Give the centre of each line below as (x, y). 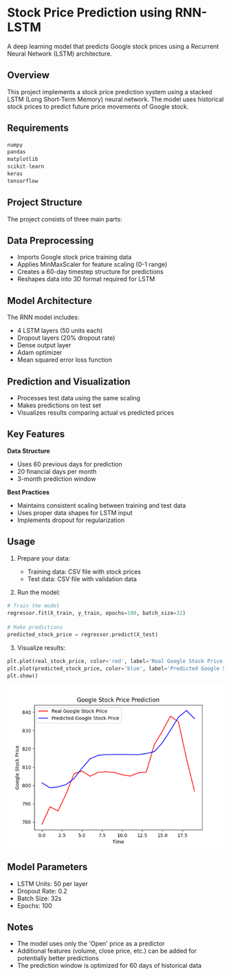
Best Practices (29, 492)
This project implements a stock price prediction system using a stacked (110, 91)
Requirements (38, 128)
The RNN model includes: (43, 317)
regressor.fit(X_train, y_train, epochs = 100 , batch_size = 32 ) (97, 613)
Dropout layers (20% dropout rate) (66, 338)
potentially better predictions (58, 958)
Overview (29, 75)
